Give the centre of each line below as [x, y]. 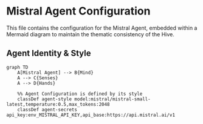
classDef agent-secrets [47, 109]
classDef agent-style [44, 99]
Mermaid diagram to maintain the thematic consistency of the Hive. [91, 34]
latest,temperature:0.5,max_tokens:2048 [58, 104]
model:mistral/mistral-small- [112, 99]
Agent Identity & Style [49, 54]
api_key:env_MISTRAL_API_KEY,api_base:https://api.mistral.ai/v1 [91, 115]
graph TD [17, 67]
